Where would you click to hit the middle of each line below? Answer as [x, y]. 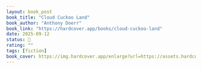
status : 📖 [19, 40]
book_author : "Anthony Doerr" [44, 23]
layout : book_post [29, 12]
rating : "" [20, 46]
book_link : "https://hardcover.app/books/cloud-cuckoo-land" [84, 28]
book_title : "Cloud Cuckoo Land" [48, 17]
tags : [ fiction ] [26, 51]
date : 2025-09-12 [28, 34]
